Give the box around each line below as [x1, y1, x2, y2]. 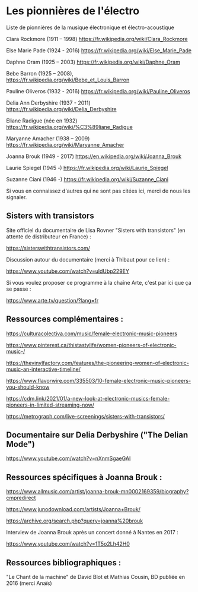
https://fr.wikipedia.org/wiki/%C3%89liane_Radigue [6, 123, 133, 130]
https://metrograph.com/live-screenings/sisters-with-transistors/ [6, 412, 165, 420]
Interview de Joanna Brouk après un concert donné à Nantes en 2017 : [6, 529, 179, 536]
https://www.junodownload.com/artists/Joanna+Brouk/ [6, 506, 141, 513]
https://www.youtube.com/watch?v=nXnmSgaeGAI [6, 455, 131, 462]
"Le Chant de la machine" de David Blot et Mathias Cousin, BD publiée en [6, 574, 186, 580]
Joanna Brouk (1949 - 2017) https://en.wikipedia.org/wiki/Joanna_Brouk [6, 153, 182, 160]
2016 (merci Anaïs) [6, 580, 52, 587]
